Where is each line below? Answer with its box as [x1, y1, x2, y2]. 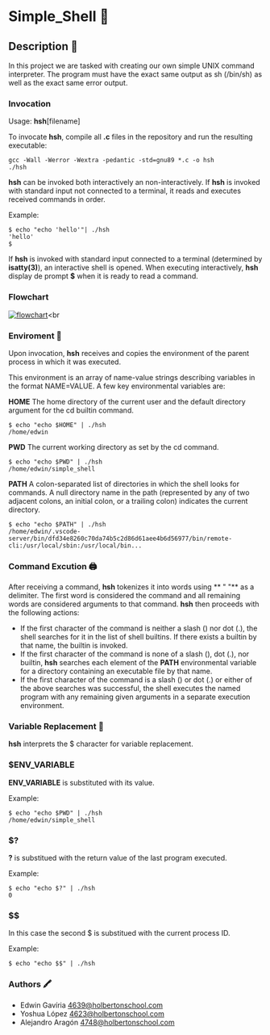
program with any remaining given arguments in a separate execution [19, 692, 251, 702]
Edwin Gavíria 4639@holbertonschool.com [19, 1000, 164, 1010]
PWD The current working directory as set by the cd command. [8, 442, 219, 451]
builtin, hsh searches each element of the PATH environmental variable [19, 658, 257, 668]
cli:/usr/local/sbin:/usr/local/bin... [8, 541, 143, 550]
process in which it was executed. [8, 357, 122, 367]
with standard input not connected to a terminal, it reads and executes [8, 186, 242, 196]
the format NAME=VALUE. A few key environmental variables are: [8, 381, 226, 391]
